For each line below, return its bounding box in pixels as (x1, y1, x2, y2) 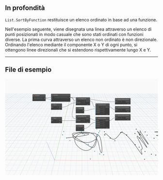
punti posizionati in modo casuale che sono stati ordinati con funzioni (5, 31, 144, 37)
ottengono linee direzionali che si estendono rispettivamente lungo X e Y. (5, 47, 151, 53)
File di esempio (5, 66, 52, 74)
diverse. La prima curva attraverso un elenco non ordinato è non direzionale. (5, 36, 158, 42)
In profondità (5, 4, 45, 12)
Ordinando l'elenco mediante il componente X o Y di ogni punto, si (5, 41, 137, 48)
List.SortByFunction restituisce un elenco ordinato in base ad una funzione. (5, 17, 158, 22)
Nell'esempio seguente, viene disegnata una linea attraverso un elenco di (5, 26, 152, 32)
